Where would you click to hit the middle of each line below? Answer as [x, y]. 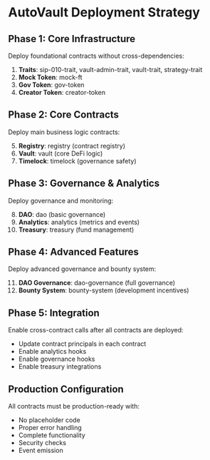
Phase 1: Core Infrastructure [72, 39]
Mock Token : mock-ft [50, 77]
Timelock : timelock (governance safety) [77, 160]
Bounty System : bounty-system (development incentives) [104, 290]
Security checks [42, 443]
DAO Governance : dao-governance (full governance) [97, 283]
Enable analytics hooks [52, 352]
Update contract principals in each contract [82, 344]
